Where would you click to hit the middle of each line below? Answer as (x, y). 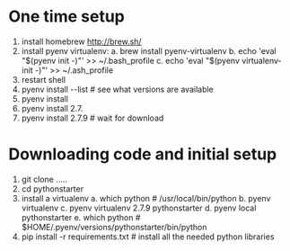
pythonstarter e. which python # (81, 217)
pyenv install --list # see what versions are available (118, 89)
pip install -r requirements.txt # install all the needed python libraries (148, 237)
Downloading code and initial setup (143, 154)
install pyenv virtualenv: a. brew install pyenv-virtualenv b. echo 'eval (149, 50)
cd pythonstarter (53, 188)
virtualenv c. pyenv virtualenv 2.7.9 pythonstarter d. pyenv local (139, 208)
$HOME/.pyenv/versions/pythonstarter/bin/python (114, 227)
